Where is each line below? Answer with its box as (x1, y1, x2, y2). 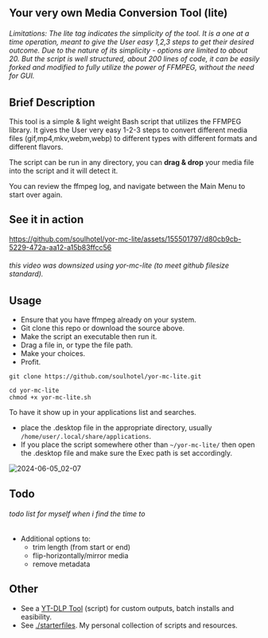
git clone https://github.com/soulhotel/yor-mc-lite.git (9, 373, 202, 381)
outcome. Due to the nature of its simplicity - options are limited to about (9, 45, 248, 55)
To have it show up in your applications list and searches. (9, 408, 197, 417)
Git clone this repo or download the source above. (20, 323, 185, 333)
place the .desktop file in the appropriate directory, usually (20, 423, 212, 433)
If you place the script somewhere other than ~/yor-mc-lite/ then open (20, 440, 255, 449)
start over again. (9, 190, 63, 200)
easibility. (20, 612, 52, 621)
